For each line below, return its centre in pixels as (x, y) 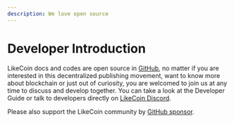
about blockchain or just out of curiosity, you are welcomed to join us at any (117, 83)
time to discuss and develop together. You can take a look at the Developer (116, 90)
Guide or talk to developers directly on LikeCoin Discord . (89, 98)
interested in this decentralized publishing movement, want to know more (114, 75)
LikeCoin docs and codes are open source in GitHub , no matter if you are (113, 68)
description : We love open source (58, 14)
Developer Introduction (76, 48)
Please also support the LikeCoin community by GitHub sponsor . (101, 111)
